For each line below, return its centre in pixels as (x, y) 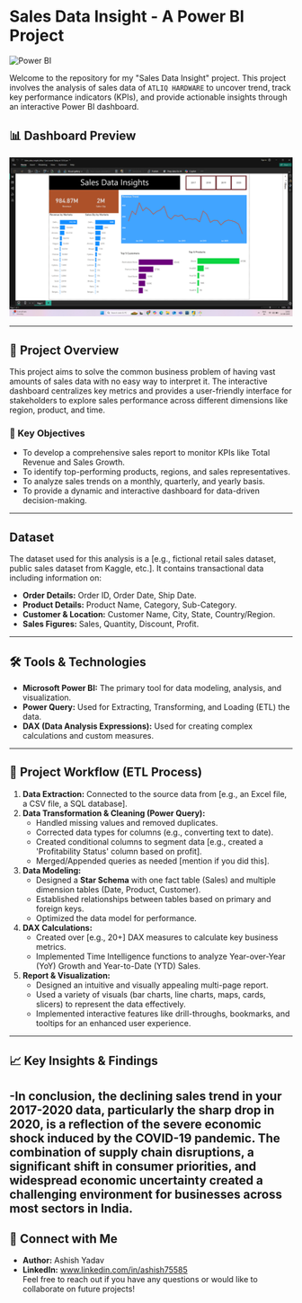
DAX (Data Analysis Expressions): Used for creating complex (138, 726)
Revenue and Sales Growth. (74, 462)
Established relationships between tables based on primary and (153, 899)
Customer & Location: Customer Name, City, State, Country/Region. (149, 615)
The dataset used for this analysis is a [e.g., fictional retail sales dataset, (143, 559)
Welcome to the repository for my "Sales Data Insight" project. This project (148, 77)
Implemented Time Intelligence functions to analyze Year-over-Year (160, 956)
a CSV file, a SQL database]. (75, 803)
